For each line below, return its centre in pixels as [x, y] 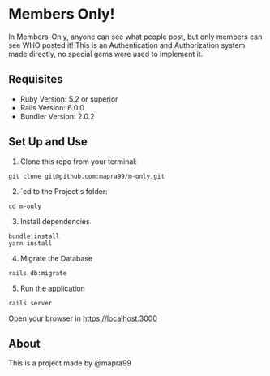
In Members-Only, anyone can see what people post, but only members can [135, 37]
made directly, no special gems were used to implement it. [106, 54]
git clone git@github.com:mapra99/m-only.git [86, 176]
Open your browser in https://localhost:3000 [83, 318]
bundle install [34, 236]
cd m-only [25, 206]
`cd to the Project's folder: [64, 191]
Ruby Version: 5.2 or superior [69, 99]
